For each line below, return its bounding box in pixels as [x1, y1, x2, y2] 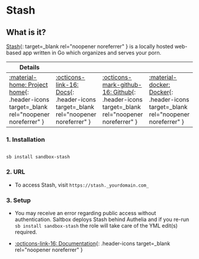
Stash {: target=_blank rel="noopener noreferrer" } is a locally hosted [6, 43, 174, 50]
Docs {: [56, 88, 75, 96]
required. [14, 228, 37, 235]
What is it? [6, 27, 46, 37]
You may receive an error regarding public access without [14, 209, 156, 216]
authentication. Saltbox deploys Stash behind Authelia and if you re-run [14, 216, 190, 223]
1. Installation [6, 135, 46, 143]
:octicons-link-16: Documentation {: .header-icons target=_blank [14, 239, 171, 247]
